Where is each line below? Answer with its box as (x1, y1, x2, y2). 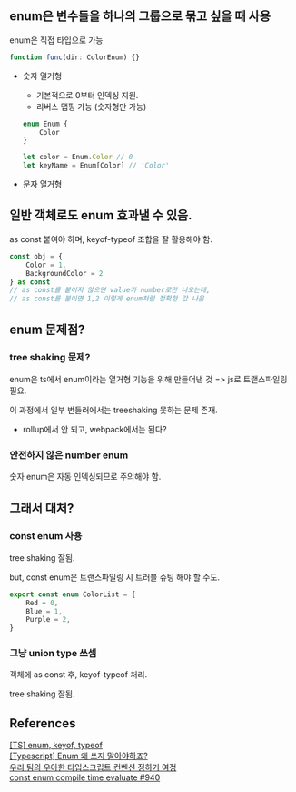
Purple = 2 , (25, 615, 71, 624)
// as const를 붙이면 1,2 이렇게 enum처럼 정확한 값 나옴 (9, 294, 205, 303)
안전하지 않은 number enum (9, 449, 129, 462)
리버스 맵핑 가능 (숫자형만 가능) (35, 101, 147, 112)
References (9, 716, 76, 731)
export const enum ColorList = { (9, 590, 136, 599)
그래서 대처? (9, 500, 74, 516)
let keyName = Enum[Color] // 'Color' (22, 161, 170, 170)
